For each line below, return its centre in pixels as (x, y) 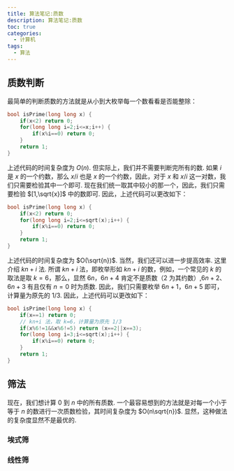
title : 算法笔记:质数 (36, 14)
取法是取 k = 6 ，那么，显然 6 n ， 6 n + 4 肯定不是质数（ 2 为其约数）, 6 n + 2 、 (117, 278)
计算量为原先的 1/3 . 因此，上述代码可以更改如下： (78, 295)
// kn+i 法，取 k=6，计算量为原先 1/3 (71, 322)
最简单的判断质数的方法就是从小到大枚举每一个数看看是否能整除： (102, 101)
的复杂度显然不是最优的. (42, 420)
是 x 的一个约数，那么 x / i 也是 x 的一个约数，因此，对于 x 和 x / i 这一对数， (114, 176)
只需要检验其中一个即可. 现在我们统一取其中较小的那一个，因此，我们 (113, 185)
